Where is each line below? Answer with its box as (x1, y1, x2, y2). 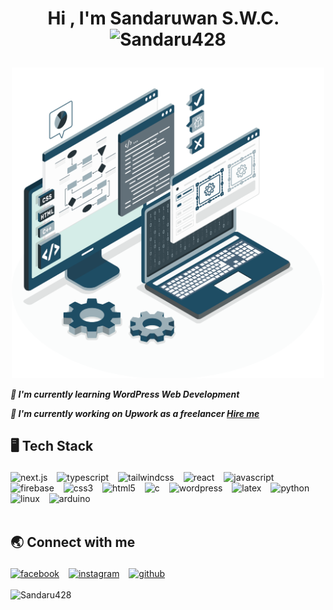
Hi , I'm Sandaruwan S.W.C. (47, 7, 280, 30)
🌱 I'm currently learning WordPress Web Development (10, 388, 240, 400)
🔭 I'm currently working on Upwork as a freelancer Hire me (10, 407, 260, 419)
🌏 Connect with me (10, 533, 136, 551)
